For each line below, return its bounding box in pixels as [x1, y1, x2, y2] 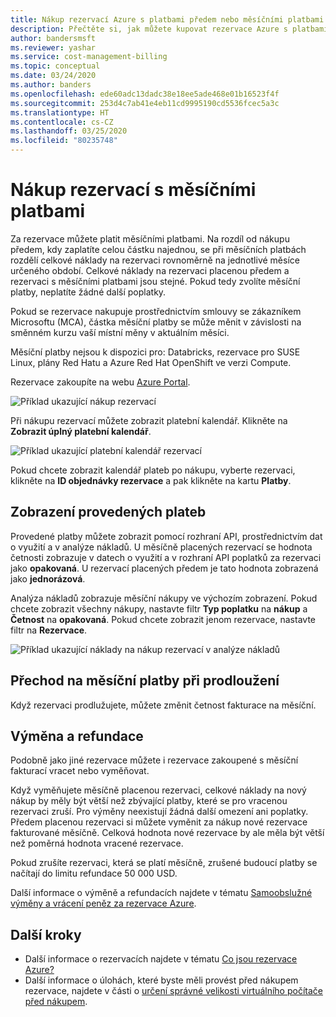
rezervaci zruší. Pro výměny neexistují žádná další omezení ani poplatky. [10, 806, 309, 818]
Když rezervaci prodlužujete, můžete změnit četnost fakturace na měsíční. [10, 699, 317, 711]
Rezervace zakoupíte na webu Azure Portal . [10, 376, 191, 388]
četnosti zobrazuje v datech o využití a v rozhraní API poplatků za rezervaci [10, 551, 322, 563]
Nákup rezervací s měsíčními [10, 179, 257, 201]
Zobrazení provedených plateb [10, 504, 207, 521]
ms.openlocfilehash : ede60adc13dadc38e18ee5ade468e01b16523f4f [10, 89, 280, 99]
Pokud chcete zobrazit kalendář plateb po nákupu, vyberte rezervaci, [10, 464, 296, 476]
